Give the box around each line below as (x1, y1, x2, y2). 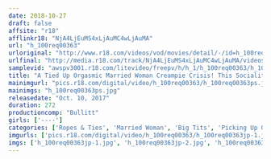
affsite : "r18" (8, 26, 60, 35)
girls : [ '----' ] (8, 116, 63, 124)
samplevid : (8, 64, 45, 72)
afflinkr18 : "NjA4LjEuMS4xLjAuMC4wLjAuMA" (8, 34, 153, 43)
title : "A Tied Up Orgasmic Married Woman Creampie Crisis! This (8, 71, 232, 79)
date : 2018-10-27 (8, 11, 67, 20)
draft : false (8, 19, 52, 27)
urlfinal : (8, 57, 42, 65)
